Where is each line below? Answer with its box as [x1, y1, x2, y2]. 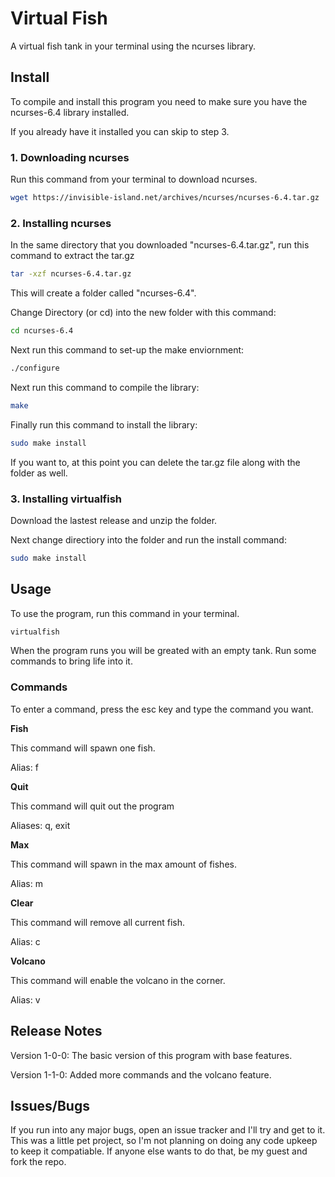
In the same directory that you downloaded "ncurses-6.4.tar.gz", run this [10, 239, 310, 251]
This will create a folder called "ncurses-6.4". [10, 287, 197, 299]
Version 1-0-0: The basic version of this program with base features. [10, 1049, 293, 1061]
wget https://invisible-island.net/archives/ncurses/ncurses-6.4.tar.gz [10, 193, 320, 203]
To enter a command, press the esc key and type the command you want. [10, 703, 314, 715]
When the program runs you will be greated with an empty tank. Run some [10, 645, 317, 657]
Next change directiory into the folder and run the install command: [10, 533, 287, 546]
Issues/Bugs [10, 1097, 90, 1114]
